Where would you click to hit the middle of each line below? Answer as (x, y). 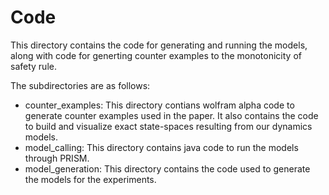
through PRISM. (57, 158)
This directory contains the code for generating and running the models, (159, 45)
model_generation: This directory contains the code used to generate (167, 168)
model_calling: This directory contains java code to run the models (161, 147)
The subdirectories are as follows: (80, 85)
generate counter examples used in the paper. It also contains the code (171, 115)
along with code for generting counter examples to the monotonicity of (156, 55)
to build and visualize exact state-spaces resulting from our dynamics (168, 126)
